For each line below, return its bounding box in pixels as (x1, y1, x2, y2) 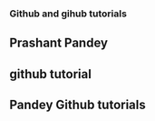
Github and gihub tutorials (9, 7, 127, 20)
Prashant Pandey (9, 35, 109, 51)
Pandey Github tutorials (9, 97, 147, 113)
